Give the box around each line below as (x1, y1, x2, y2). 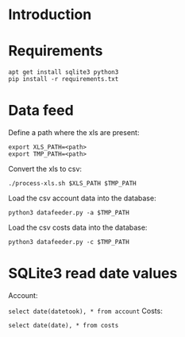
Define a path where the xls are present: (8, 128, 140, 138)
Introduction (8, 6, 92, 24)
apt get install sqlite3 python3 (8, 68, 119, 76)
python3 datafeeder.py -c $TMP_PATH (8, 238, 129, 246)
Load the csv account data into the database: (8, 193, 156, 203)
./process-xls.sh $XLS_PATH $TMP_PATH (8, 180, 137, 188)
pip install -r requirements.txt (8, 76, 119, 83)
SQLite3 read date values (8, 265, 178, 283)
